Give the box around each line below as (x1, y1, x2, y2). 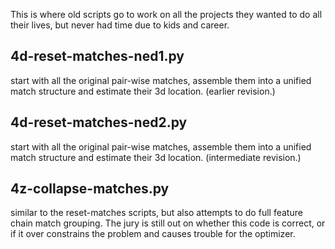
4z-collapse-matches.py (10, 180, 170, 198)
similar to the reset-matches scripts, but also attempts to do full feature (10, 207, 303, 219)
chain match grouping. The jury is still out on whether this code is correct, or (10, 217, 326, 229)
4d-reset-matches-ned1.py (10, 48, 185, 65)
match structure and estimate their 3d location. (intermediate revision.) (10, 151, 302, 163)
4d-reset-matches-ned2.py (10, 114, 188, 131)
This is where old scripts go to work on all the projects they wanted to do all (10, 9, 323, 20)
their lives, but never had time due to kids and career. (10, 19, 230, 31)
